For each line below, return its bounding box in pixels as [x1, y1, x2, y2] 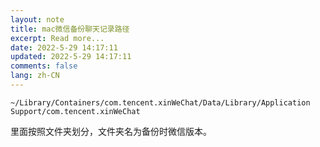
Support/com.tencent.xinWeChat [10, 106, 141, 116]
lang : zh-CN [10, 71, 60, 81]
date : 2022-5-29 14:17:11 [10, 42, 118, 53]
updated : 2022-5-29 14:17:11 [10, 52, 132, 62]
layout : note [10, 14, 65, 25]
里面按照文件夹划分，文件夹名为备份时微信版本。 [10, 125, 212, 137]
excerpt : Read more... [10, 33, 105, 43]
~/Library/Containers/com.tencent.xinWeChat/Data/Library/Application [10, 97, 311, 108]
